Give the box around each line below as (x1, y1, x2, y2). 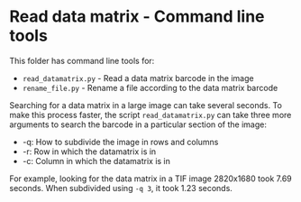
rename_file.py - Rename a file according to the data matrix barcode (22, 82, 278, 93)
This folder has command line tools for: (9, 55, 155, 66)
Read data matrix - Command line (9, 6, 265, 27)
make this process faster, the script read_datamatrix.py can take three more (9, 109, 292, 120)
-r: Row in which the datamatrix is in (22, 146, 157, 157)
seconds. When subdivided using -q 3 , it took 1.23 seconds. (9, 182, 233, 193)
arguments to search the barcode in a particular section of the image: (9, 119, 268, 130)
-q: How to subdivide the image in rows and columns (22, 136, 219, 147)
